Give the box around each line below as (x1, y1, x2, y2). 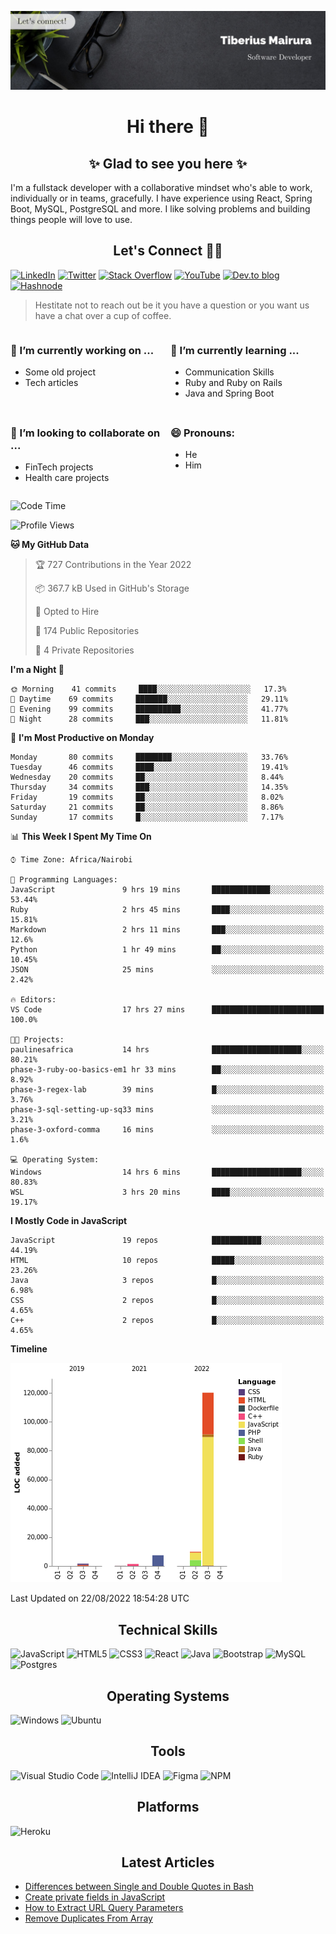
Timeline (10, 1343, 48, 1355)
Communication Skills (184, 366, 275, 378)
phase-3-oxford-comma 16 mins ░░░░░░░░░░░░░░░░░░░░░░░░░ (10, 1125, 325, 1135)
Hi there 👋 (126, 116, 210, 138)
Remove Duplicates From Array (24, 1912, 153, 1925)
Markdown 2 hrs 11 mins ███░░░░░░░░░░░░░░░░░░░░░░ (10, 925, 325, 935)
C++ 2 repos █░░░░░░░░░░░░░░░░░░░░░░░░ (10, 1316, 325, 1326)
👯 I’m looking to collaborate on (10, 426, 161, 440)
